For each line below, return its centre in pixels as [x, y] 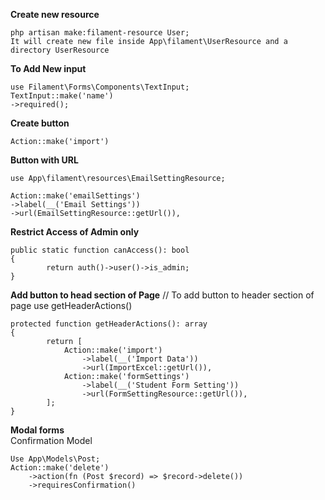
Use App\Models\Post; [55, 459]
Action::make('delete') [60, 468]
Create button [40, 123]
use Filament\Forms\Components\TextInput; [100, 87]
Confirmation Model [51, 440]
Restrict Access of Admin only [75, 232]
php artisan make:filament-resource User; [100, 33]
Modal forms [37, 430]
